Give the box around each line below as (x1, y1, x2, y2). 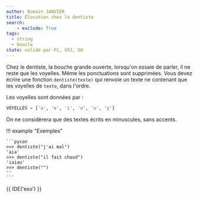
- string (11, 36, 33, 42)
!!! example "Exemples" (6, 127, 63, 134)
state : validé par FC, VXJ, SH (6, 47, 83, 53)
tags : (6, 31, 20, 37)
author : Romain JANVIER (6, 8, 65, 15)
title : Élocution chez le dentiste (6, 14, 94, 20)
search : (6, 20, 25, 25)
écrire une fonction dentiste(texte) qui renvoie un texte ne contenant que (6, 76, 187, 83)
